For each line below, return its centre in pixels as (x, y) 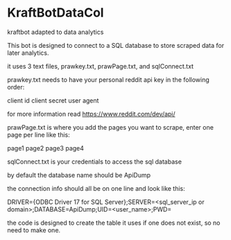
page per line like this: (39, 135)
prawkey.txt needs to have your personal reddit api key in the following (108, 79)
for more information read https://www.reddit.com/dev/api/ (91, 114)
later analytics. (28, 53)
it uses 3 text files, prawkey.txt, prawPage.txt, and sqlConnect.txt (101, 66)
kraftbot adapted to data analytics (55, 32)
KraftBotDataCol (55, 13)
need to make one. (34, 230)
